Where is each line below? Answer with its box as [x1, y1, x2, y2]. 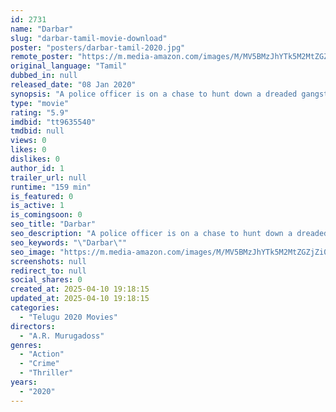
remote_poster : [10, 52, 74, 62]
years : [10, 377, 38, 387]
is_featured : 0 [10, 191, 74, 201]
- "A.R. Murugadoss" [19, 331, 105, 341]
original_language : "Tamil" [10, 61, 128, 71]
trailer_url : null [10, 172, 87, 183]
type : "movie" [10, 98, 70, 108]
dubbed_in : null [10, 71, 78, 81]
